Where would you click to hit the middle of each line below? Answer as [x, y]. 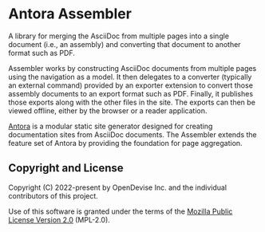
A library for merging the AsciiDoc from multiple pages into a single [119, 36]
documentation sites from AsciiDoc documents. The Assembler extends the [132, 134]
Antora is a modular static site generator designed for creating [111, 126]
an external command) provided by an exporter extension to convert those [131, 85]
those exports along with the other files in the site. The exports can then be [132, 102]
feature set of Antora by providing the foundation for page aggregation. [125, 143]
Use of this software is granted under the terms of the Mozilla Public [121, 211]
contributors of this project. [53, 195]
